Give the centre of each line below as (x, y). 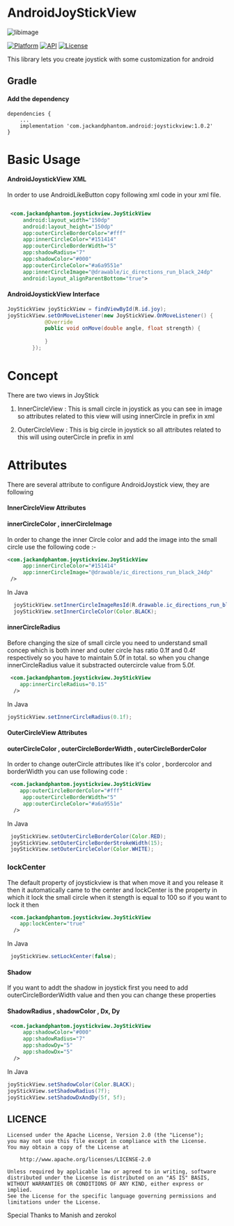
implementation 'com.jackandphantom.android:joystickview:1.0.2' (117, 126)
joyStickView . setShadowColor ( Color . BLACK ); (71, 1084)
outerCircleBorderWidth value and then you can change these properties (112, 995)
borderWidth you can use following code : (67, 771)
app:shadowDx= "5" (48, 1052)
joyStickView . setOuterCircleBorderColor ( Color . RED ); (88, 836)
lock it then (23, 905)
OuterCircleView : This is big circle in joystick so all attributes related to (119, 430)
